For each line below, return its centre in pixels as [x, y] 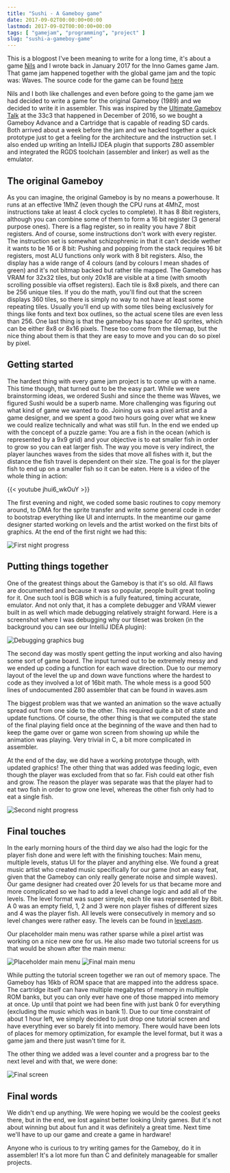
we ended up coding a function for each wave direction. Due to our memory [114, 668]
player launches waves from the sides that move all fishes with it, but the [110, 454]
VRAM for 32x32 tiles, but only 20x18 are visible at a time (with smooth [107, 277]
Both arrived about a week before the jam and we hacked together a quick [112, 130]
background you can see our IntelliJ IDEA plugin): [77, 627]
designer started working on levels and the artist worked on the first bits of [113, 524]
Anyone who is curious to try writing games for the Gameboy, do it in [104, 1148]
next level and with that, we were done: [62, 1061]
